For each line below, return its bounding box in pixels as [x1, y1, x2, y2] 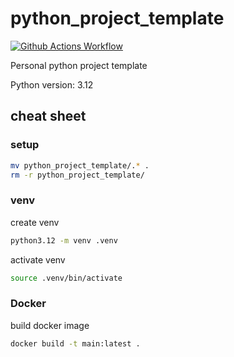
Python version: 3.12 [10, 78, 94, 91]
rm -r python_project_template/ [10, 170, 145, 180]
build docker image [10, 319, 90, 331]
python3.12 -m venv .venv [10, 235, 118, 246]
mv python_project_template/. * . [10, 160, 150, 171]
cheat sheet [10, 108, 87, 125]
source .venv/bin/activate [10, 273, 123, 283]
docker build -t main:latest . [10, 338, 141, 349]
